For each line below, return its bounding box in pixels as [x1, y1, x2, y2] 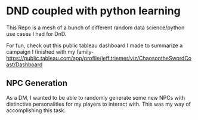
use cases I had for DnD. [6, 30, 67, 37]
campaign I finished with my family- [6, 48, 94, 55]
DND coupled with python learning [6, 4, 181, 18]
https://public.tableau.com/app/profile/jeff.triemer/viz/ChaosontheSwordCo [6, 54, 192, 61]
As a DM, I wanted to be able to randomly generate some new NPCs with [6, 94, 185, 101]
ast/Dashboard [6, 61, 43, 68]
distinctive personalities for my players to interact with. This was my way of [6, 100, 191, 107]
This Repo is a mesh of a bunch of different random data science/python [6, 24, 185, 31]
